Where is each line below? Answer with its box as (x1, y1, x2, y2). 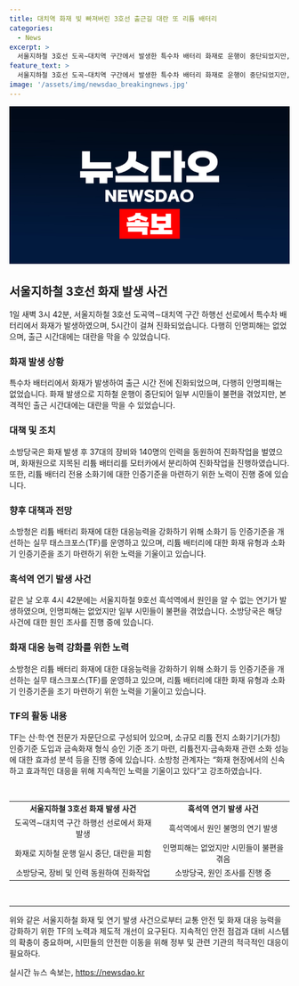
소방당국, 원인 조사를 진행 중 (174, 868, 272, 878)
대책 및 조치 (9, 424, 56, 436)
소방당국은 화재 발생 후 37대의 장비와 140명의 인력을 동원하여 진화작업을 (9, 446, 260, 457)
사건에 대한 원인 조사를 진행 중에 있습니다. (9, 617, 154, 628)
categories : (9, 23, 53, 33)
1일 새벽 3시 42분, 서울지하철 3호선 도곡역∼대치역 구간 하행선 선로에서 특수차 (9, 309, 279, 320)
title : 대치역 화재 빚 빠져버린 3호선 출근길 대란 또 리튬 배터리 (9, 14, 218, 23)
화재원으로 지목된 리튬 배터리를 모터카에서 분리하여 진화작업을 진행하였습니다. (20, 457, 290, 468)
